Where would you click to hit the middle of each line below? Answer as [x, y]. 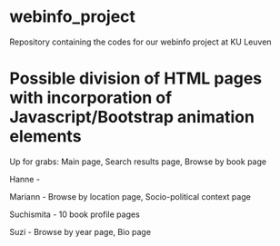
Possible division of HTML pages [136, 79]
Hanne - [25, 179]
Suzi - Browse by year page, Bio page [80, 231]
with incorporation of [91, 98]
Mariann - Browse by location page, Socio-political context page [130, 196]
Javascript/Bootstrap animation [132, 118]
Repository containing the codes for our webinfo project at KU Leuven [140, 42]
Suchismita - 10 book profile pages [75, 214]
